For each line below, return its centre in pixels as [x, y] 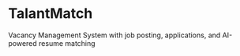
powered [22, 43]
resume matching [67, 43]
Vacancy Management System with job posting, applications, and [114, 35]
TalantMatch [51, 14]
